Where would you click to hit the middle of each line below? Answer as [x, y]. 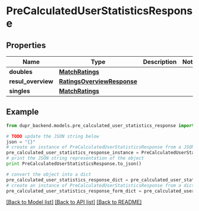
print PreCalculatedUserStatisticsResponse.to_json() [74, 164]
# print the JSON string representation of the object [75, 158]
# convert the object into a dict [49, 174]
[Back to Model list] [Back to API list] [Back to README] [74, 202]
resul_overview [31, 81]
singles [20, 91]
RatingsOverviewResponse [98, 81]
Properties [26, 45]
